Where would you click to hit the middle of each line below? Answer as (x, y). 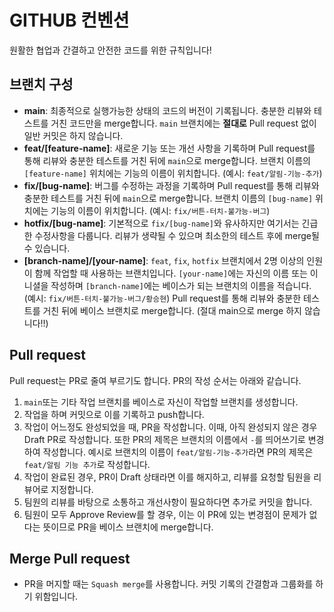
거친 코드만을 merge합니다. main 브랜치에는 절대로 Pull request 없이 (183, 123)
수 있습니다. (47, 248)
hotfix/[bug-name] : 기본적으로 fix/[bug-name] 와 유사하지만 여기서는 (161, 223)
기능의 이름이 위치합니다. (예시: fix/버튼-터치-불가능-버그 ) (160, 210)
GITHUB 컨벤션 (69, 20)
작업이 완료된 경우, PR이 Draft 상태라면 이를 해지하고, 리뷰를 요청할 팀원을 (167, 477)
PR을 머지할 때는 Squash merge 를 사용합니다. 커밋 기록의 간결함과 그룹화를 (168, 584)
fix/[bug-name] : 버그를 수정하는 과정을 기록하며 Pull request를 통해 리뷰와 (171, 185)
